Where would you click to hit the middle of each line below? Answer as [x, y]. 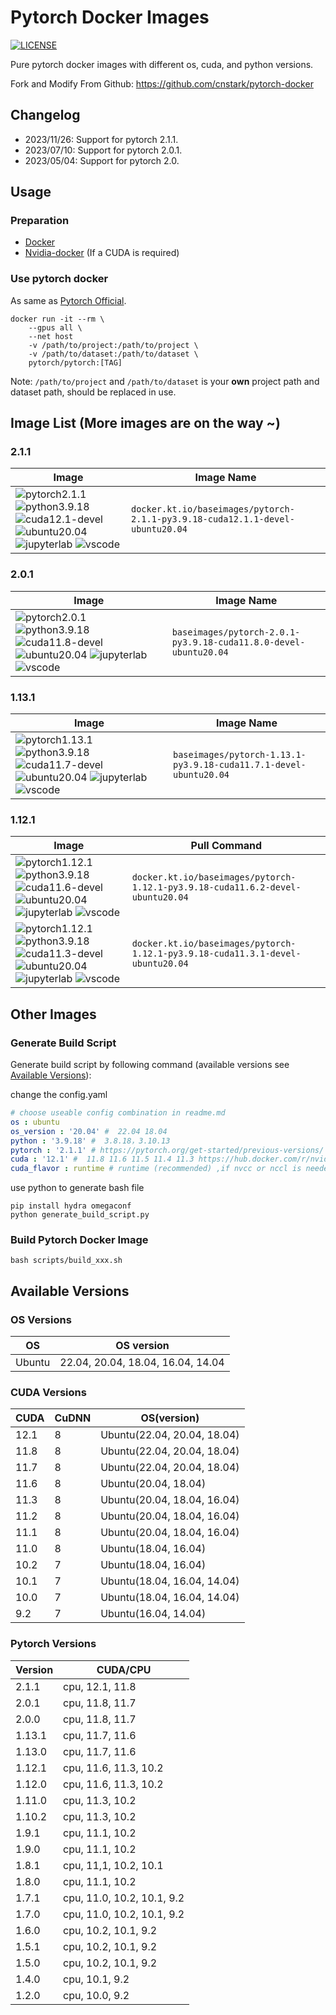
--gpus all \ [55, 327]
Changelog [45, 115]
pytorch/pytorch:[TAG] [75, 362]
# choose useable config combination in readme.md [118, 1113]
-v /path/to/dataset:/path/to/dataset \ [113, 354]
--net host [51, 336]
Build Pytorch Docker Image [79, 1240]
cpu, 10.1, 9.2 [96, 1979]
